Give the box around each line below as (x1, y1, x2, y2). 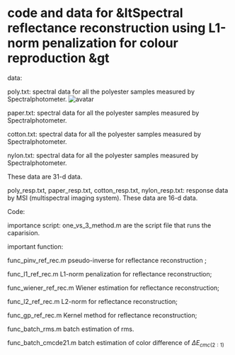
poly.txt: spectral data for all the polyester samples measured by (7, 87, 195, 96)
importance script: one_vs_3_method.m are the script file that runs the (7, 221, 212, 230)
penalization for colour (42, 35, 178, 51)
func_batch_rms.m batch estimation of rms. (7, 325, 134, 333)
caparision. (7, 228, 40, 237)
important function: (7, 242, 64, 251)
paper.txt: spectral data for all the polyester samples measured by (7, 108, 200, 117)
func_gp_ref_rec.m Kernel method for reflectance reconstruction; (7, 310, 197, 320)
